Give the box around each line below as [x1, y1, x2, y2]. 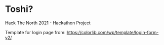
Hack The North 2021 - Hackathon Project [5, 20, 91, 26]
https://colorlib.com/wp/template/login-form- [66, 29, 159, 35]
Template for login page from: [5, 29, 66, 35]
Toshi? [5, 3, 34, 15]
